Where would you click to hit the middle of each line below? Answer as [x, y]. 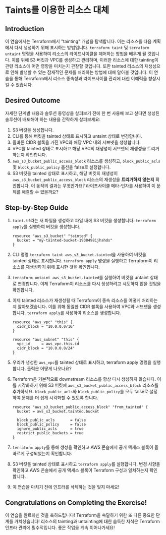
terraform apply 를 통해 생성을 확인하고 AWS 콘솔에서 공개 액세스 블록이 [83, 447]
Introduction [25, 29]
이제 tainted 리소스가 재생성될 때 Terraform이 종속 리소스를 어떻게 [76, 300]
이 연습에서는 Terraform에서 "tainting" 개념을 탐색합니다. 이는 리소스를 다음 [79, 41]
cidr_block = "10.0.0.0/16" [46, 326]
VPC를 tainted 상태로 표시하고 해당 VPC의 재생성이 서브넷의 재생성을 [79, 148]
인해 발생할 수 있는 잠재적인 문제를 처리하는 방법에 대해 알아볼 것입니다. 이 [82, 72]
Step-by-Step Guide [37, 208]
